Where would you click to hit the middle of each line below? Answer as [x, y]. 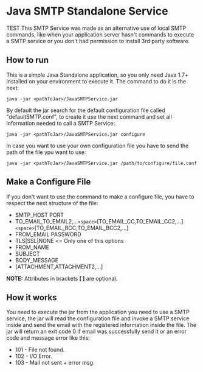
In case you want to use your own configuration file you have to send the [98, 146]
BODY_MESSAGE [37, 260]
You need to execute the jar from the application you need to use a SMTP [98, 312]
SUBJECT [28, 253]
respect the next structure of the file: [52, 203]
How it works [32, 297]
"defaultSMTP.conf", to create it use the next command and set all [89, 116]
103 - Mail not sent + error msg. [55, 363]
